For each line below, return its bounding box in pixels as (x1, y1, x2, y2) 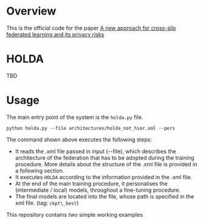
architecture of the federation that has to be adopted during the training (15, 154, 194, 161)
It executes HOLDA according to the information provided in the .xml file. (15, 173, 193, 180)
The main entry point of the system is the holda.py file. (6, 114, 143, 121)
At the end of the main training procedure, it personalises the (15, 180, 168, 187)
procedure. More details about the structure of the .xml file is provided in (15, 160, 198, 168)
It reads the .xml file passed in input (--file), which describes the (15, 148, 176, 155)
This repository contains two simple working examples (6, 211, 143, 218)
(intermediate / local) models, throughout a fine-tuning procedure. (15, 186, 181, 194)
